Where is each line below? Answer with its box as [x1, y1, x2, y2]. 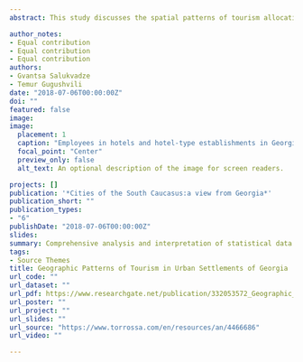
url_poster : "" [9, 297, 67, 307]
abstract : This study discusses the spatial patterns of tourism [9, 13, 260, 23]
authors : [9, 63, 42, 72]
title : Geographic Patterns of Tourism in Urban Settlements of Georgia [9, 264, 289, 274]
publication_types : [9, 205, 83, 215]
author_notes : [9, 29, 63, 39]
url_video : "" [9, 331, 63, 340]
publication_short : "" [9, 197, 95, 206]
